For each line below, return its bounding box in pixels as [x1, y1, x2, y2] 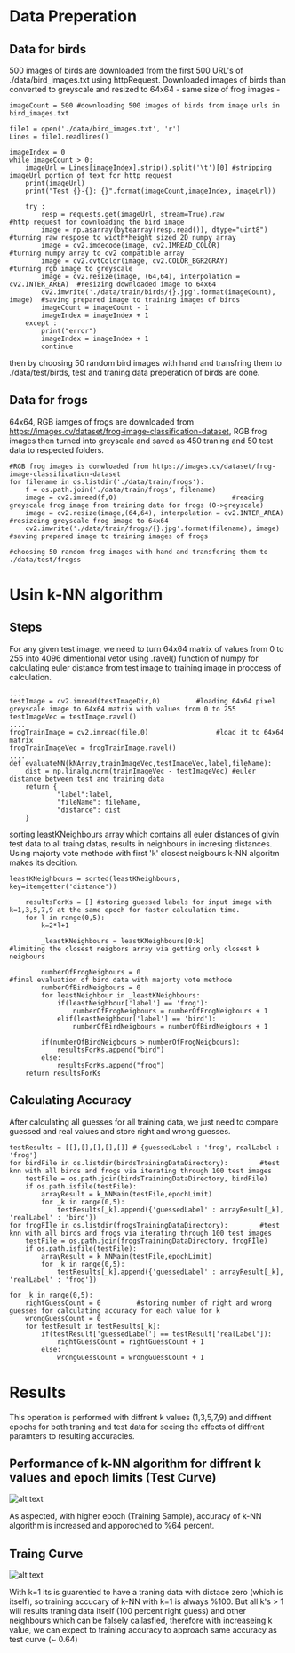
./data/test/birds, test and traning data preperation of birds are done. [9, 367, 260, 377]
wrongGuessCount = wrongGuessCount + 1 [56, 1353, 204, 1362]
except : [25, 319, 58, 328]
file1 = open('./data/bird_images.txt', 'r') [9, 124, 180, 133]
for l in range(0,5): [25, 913, 105, 922]
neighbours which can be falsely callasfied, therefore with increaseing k [9, 1615, 273, 1626]
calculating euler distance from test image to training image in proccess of [9, 662, 282, 672]
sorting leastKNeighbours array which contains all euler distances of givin [9, 829, 280, 839]
